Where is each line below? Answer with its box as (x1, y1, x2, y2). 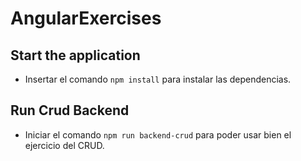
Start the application (10, 47, 141, 64)
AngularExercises (10, 7, 162, 30)
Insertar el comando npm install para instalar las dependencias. (24, 73, 292, 85)
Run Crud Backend (10, 102, 130, 119)
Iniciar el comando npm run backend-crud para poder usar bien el (24, 128, 292, 141)
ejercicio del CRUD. (24, 139, 105, 151)
